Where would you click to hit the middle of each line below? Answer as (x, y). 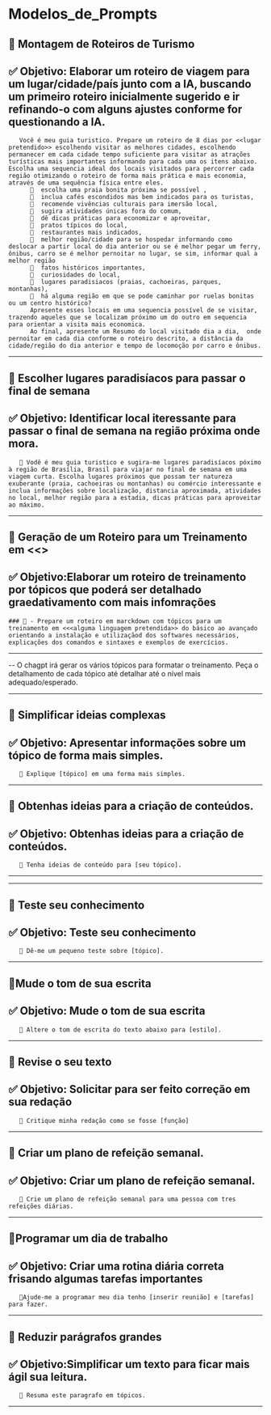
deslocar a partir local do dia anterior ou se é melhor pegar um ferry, (135, 247)
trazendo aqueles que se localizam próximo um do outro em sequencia (128, 318)
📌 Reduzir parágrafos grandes (85, 1337)
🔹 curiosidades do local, (75, 275)
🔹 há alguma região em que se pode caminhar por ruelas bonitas (142, 296)
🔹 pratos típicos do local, (79, 226)
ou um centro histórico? (50, 303)
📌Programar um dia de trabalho (88, 1239)
